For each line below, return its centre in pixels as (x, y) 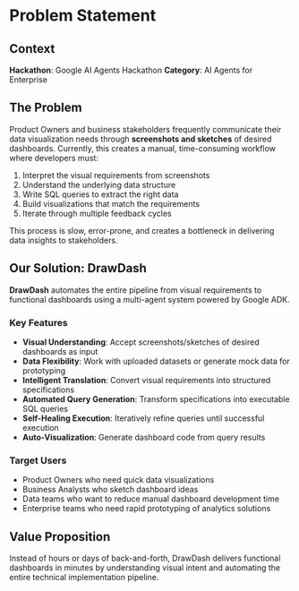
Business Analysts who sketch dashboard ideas (110, 490)
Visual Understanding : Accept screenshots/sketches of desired (141, 342)
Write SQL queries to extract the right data (100, 194)
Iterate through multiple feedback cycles (97, 213)
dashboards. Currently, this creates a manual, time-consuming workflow (142, 148)
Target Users (38, 460)
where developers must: (54, 158)
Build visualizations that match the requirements (111, 203)
